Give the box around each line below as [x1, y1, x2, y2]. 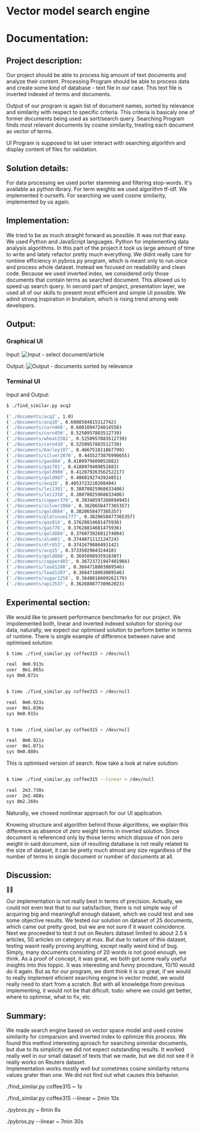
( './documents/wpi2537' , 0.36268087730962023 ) [6, 581, 125, 587]
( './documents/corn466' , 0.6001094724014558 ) [6, 424, 122, 430]
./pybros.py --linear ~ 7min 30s [6, 1118, 84, 1125]
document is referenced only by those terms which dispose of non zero [6, 833, 183, 841]
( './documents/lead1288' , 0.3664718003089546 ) [6, 564, 125, 570]
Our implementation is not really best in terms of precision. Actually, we [6, 897, 183, 905]
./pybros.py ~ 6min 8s [6, 1106, 61, 1114]
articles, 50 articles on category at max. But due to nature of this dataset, [6, 936, 187, 943]
